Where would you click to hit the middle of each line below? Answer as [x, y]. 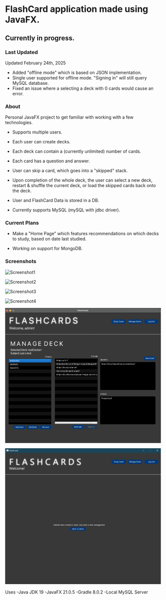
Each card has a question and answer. [51, 161]
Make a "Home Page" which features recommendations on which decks [85, 234]
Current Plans [22, 223]
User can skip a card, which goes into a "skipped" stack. [70, 171]
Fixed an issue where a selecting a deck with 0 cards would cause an [83, 88]
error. [18, 93]
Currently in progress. [40, 38]
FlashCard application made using [77, 9]
